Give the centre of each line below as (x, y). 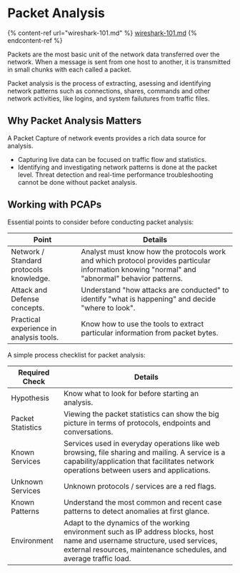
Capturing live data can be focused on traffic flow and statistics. (112, 159)
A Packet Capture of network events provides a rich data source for (107, 138)
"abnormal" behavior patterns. (132, 278)
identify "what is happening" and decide (149, 299)
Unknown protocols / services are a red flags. (140, 486)
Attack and (29, 290)
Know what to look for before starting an (131, 393)
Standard (26, 260)
